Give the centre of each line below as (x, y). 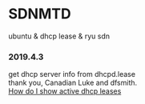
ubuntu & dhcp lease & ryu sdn (59, 36)
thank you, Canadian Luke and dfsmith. (73, 83)
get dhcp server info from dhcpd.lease (72, 74)
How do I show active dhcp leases (65, 91)
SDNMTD (40, 14)
